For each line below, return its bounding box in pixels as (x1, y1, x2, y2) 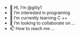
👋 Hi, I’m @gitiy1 (9, 5, 42, 10)
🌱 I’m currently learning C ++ (9, 15, 68, 20)
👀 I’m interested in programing (9, 10, 70, 16)
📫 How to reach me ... (9, 26, 55, 31)
